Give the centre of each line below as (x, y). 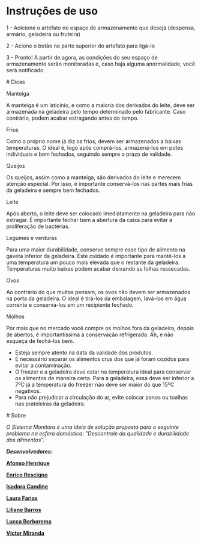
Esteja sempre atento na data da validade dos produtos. (84, 353)
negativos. (28, 391)
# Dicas (16, 82)
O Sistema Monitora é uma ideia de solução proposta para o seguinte (92, 427)
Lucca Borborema (29, 521)
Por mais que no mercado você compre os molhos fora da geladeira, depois (100, 328)
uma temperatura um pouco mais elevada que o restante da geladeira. (93, 262)
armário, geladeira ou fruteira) (43, 34)
